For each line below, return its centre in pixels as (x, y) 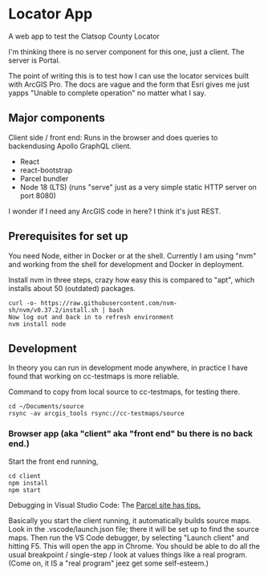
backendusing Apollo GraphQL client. (70, 146)
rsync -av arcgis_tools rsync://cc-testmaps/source (96, 414)
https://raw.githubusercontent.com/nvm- (109, 303)
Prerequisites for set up (68, 236)
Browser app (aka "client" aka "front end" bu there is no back (131, 434)
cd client (25, 476)
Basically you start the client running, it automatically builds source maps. (130, 520)
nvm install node (37, 324)
